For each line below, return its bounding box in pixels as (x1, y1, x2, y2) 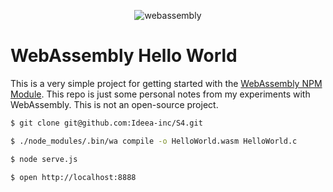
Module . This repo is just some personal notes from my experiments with (10, 88, 311, 100)
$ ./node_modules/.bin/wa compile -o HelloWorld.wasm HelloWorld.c (10, 136, 298, 146)
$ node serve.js (10, 154, 78, 164)
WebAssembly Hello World (10, 45, 238, 67)
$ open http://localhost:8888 (10, 172, 137, 182)
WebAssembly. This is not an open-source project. (10, 98, 219, 110)
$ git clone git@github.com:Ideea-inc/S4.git (10, 118, 203, 128)
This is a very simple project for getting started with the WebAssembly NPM (10, 77, 323, 89)
